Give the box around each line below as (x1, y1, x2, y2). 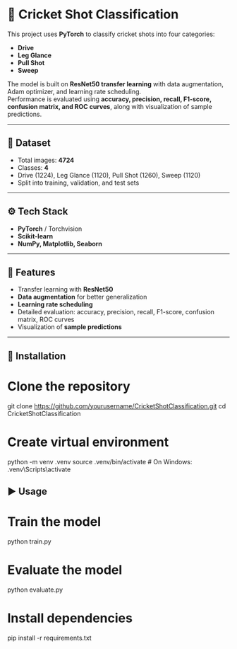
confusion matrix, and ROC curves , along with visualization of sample (7, 102, 213, 110)
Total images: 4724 (17, 156, 75, 164)
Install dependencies (7, 610, 133, 626)
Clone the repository (7, 378, 130, 394)
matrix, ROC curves (17, 315, 75, 324)
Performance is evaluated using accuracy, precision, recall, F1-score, (7, 95, 212, 103)
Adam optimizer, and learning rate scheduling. (7, 87, 142, 96)
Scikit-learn (17, 231, 54, 240)
